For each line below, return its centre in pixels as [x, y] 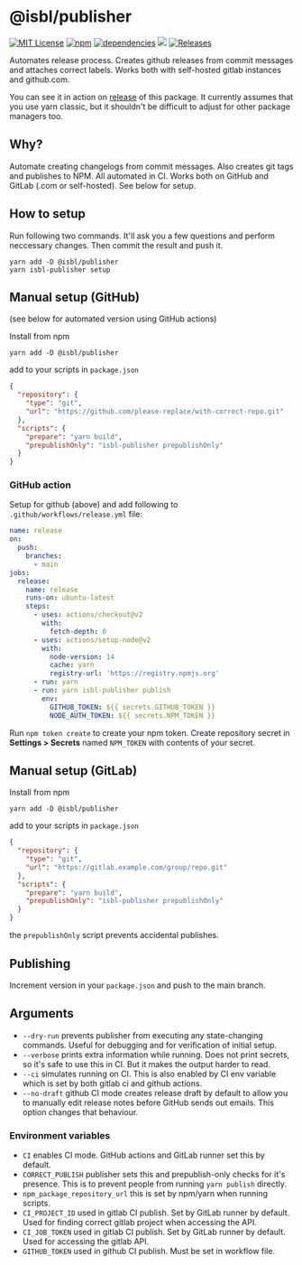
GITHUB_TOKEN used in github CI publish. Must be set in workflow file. [149, 1251]
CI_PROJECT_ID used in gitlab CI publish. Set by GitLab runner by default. [156, 1213]
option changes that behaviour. [80, 1112]
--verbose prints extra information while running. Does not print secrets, [156, 1055]
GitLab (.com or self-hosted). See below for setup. [103, 185]
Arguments [42, 1014]
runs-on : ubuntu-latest [70, 598]
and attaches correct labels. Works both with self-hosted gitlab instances [146, 70]
